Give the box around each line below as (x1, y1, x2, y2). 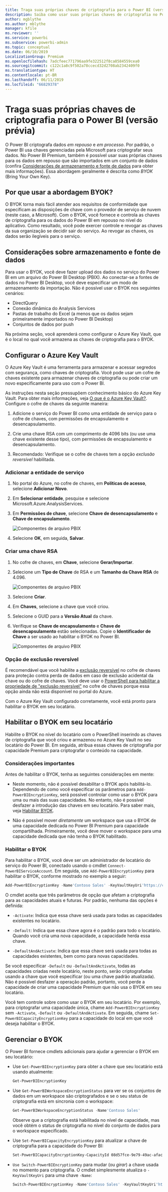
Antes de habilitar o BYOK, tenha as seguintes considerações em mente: (5, 771, 154, 777)
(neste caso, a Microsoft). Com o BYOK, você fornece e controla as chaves (5, 212, 160, 218)
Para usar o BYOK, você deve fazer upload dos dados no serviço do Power (5, 269, 160, 275)
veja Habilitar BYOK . (12, 808, 54, 813)
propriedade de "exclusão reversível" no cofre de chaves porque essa (5, 683, 150, 689)
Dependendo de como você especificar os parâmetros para (12, 786, 136, 792)
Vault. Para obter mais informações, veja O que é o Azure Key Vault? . (5, 395, 147, 401)
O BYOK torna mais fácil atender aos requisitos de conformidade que (5, 201, 147, 207)
